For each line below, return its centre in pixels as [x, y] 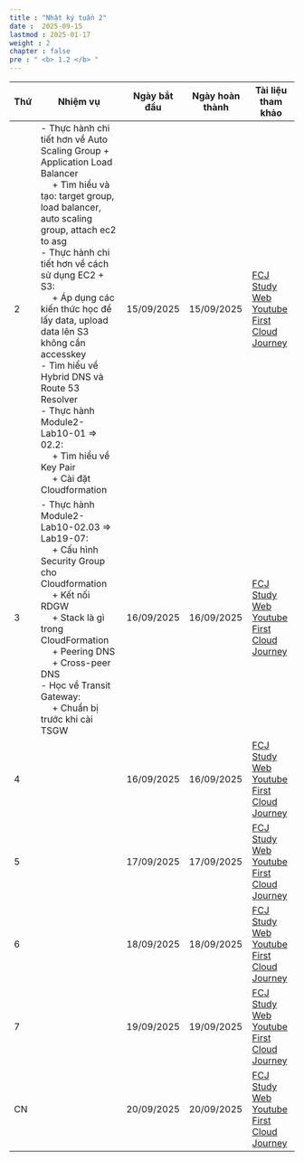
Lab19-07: [64, 538]
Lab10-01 [63, 433]
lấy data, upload [74, 320]
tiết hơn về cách [75, 264]
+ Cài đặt [71, 478]
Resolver [59, 399]
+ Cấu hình [75, 550]
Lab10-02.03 [70, 527]
